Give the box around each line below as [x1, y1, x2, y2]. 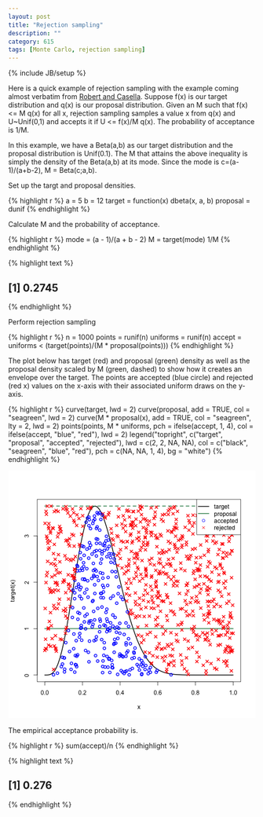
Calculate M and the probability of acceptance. [8, 220, 160, 229]
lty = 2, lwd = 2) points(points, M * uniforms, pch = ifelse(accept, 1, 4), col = [8, 421, 254, 430]
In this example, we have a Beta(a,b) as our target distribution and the [8, 141, 233, 150]
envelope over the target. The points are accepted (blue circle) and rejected [8, 372, 254, 382]
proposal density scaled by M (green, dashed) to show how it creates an [8, 364, 243, 373]
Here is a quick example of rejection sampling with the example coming [8, 83, 239, 93]
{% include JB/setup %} [8, 68, 86, 78]
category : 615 [8, 38, 55, 46]
